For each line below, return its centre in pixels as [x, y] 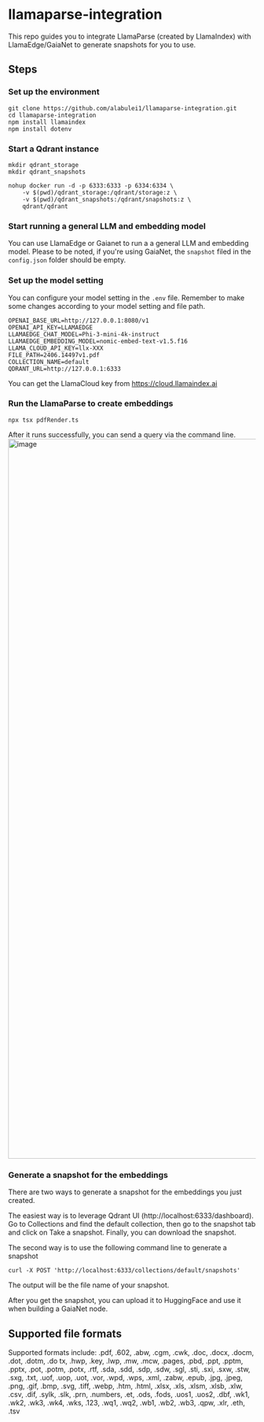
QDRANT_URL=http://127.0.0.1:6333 [65, 369]
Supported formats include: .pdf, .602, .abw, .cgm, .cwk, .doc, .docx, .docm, [131, 1352]
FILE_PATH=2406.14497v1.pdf [54, 355]
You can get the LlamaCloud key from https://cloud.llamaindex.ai [113, 383]
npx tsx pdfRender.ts [44, 420]
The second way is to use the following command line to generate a [118, 1248]
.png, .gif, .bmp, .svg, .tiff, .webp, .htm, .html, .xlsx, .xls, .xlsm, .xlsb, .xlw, [126, 1386]
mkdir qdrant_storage [44, 165]
